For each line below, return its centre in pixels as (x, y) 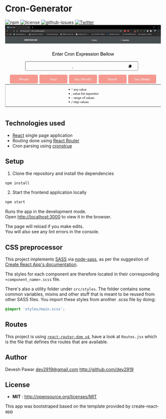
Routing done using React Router (46, 140)
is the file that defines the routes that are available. (57, 342)
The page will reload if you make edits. (44, 226)
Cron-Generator (39, 9)
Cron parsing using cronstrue (42, 146)
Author (16, 357)
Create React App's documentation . (41, 264)
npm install (17, 183)
